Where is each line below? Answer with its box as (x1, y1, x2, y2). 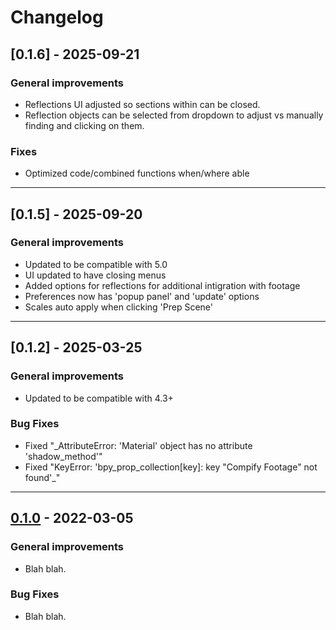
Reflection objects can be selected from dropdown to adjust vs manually (24, 109, 324, 121)
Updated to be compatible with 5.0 (24, 258, 168, 270)
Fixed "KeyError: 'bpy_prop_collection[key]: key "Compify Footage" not (24, 461, 318, 473)
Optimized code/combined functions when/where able (24, 167, 250, 180)
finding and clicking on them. (24, 119, 145, 131)
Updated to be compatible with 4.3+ (24, 392, 174, 404)
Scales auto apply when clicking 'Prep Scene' (24, 301, 214, 313)
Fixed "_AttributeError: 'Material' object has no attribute (24, 439, 253, 451)
